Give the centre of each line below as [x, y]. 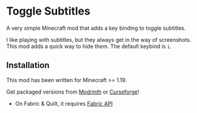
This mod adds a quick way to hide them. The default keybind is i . [89, 46]
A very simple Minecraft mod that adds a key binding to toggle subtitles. [96, 28]
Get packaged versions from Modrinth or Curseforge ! [73, 92]
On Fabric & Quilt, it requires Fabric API [64, 103]
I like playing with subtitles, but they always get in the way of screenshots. [99, 39]
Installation [28, 65]
